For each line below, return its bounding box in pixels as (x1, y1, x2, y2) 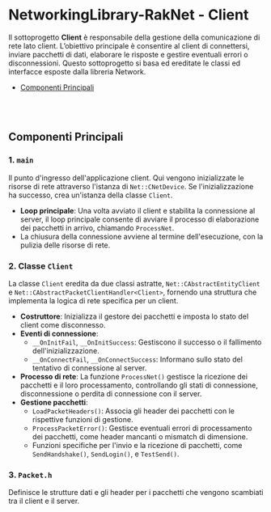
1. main (8, 154, 34, 166)
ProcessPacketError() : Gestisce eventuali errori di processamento (32, 423, 252, 433)
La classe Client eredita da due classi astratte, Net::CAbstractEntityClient (8, 278, 260, 288)
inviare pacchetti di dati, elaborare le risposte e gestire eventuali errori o (8, 49, 248, 59)
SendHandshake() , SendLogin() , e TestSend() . (32, 449, 180, 459)
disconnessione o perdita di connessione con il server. (19, 388, 202, 398)
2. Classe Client (8, 260, 74, 272)
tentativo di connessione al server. (32, 362, 147, 373)
